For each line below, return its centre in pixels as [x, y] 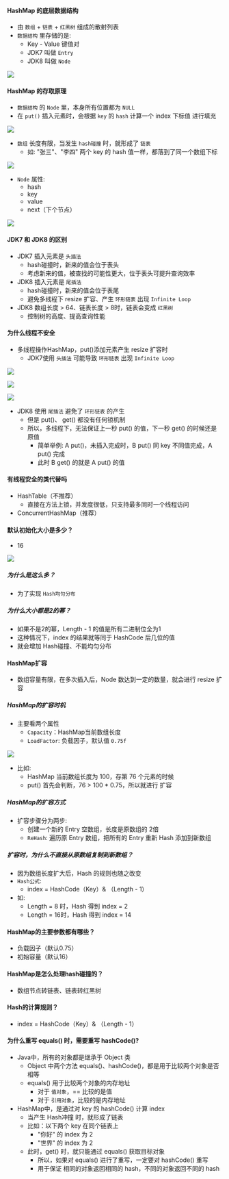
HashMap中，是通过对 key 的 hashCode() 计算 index [91, 1108]
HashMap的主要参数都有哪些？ [51, 932]
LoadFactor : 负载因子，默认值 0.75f [77, 741]
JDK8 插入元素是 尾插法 [49, 281]
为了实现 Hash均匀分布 [46, 594]
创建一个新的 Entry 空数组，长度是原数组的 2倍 [93, 829]
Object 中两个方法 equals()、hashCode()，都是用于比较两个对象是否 [123, 1066]
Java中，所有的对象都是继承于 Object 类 [74, 1057]
